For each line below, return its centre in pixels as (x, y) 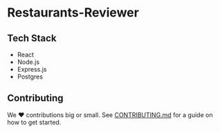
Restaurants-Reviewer (73, 13)
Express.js (32, 69)
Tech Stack (32, 38)
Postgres (30, 76)
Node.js (28, 62)
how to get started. (34, 122)
